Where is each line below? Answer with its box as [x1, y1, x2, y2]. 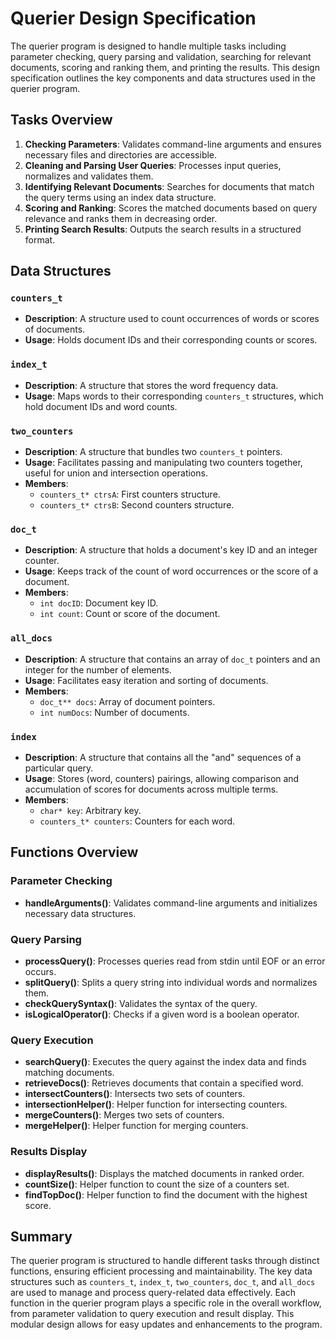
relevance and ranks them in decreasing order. [24, 212, 218, 224]
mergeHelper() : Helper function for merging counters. [24, 1120, 249, 1132]
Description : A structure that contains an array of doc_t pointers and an [24, 653, 321, 665]
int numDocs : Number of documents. [39, 706, 190, 718]
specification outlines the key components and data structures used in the [10, 72, 316, 84]
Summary [10, 1228, 73, 1245]
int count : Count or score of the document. [39, 608, 221, 620]
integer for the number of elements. [24, 663, 172, 676]
